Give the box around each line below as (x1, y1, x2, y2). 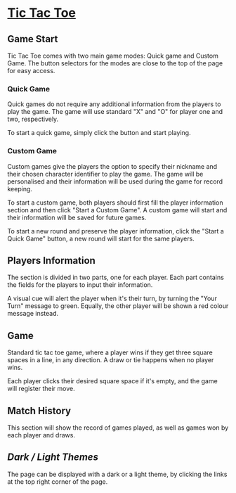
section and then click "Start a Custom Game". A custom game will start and (7, 205, 228, 214)
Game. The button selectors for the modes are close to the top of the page (7, 59, 223, 68)
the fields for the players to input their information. (7, 281, 153, 289)
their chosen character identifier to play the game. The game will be (7, 169, 204, 178)
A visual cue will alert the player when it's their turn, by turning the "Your (7, 294, 218, 303)
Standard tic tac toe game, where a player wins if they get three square (7, 348, 213, 357)
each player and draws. (7, 431, 76, 440)
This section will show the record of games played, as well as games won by (7, 423, 229, 432)
